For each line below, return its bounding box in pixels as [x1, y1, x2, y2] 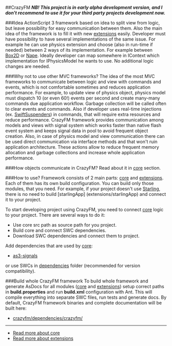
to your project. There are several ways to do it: [5, 212, 105, 218]
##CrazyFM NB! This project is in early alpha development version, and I [5, 5, 163, 10]
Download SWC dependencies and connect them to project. [12, 233, 140, 239]
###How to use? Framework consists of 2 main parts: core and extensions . [5, 175, 164, 181]
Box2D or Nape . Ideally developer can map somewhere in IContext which [5, 52, 160, 58]
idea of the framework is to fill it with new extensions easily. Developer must [5, 31, 166, 36]
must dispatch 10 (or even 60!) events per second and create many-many [5, 95, 160, 101]
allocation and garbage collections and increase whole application [5, 150, 145, 155]
